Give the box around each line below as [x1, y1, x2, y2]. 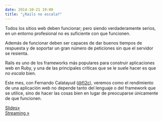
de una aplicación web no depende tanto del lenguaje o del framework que [5, 85, 156, 91]
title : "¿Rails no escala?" [5, 12, 62, 17]
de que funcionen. [5, 95, 42, 101]
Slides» [5, 105, 20, 111]
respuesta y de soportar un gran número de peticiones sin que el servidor [5, 45, 154, 51]
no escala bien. [5, 70, 37, 76]
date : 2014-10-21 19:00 [5, 7, 54, 12]
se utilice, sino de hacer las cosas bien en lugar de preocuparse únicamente [5, 90, 159, 96]
